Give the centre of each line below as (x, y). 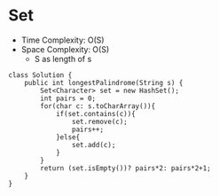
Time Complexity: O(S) (63, 40)
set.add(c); (94, 145)
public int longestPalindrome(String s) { (104, 82)
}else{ (68, 137)
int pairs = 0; (68, 98)
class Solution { (40, 75)
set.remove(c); (99, 122)
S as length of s (63, 59)
